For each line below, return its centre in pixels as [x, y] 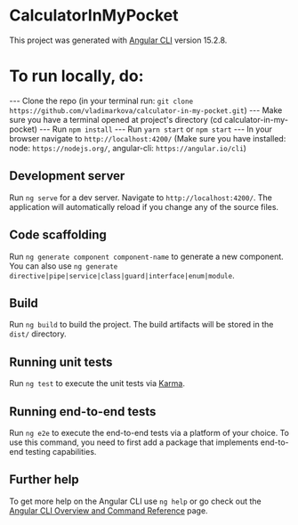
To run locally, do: [77, 76]
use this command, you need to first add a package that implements [134, 442]
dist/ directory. [38, 334]
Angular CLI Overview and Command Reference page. [109, 510]
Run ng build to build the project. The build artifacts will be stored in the [141, 325]
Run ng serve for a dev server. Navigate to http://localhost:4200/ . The [141, 198]
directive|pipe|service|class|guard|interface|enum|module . [122, 275]
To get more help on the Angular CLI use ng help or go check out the [135, 501]
